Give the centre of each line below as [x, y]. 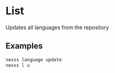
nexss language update [34, 60]
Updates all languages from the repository [57, 27]
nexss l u [18, 65]
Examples [24, 46]
